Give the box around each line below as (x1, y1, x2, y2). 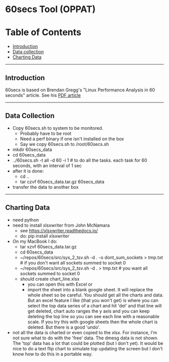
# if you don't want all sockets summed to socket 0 (20, 260, 126, 266)
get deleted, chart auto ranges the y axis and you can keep (27, 308, 150, 314)
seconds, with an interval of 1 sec (12, 163, 82, 169)
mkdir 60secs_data (12, 146, 52, 152)
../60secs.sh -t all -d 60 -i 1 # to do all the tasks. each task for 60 (12, 157, 147, 163)
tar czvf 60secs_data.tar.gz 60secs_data (20, 178, 105, 185)
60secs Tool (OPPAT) (5, 4, 96, 15)
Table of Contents (5, 27, 81, 38)
